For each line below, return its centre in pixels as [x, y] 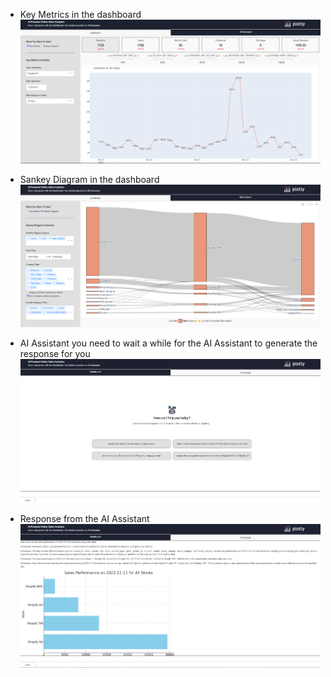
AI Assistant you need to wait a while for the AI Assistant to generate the [168, 343]
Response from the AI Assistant [84, 518]
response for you [55, 354]
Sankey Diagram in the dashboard [89, 179]
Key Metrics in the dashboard [80, 14]
